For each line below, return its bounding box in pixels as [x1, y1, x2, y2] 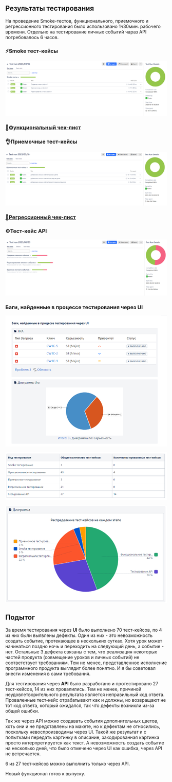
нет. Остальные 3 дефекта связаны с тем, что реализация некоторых [5, 648, 158, 655]
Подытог [5, 613, 35, 622]
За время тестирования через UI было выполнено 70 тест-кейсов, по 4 [5, 627, 162, 633]
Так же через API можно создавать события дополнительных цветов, [5, 718, 159, 724]
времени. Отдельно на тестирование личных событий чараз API [5, 28, 147, 35]
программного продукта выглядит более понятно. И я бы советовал [5, 665, 156, 671]
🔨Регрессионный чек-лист [5, 214, 76, 221]
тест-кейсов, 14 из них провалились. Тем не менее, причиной [5, 686, 142, 692]
